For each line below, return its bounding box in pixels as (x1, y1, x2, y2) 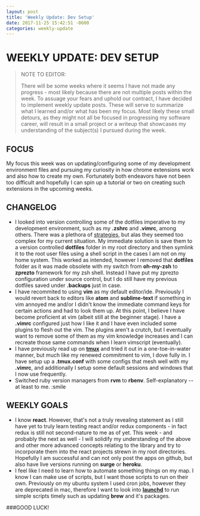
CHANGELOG (6, 202, 57, 212)
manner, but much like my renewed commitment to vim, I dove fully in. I (14, 351, 190, 359)
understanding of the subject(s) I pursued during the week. (20, 126, 167, 134)
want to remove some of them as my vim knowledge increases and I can (14, 332, 193, 339)
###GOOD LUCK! (6, 503, 50, 511)
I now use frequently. (14, 370, 67, 378)
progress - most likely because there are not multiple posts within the (20, 89, 192, 96)
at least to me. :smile (14, 383, 66, 390)
